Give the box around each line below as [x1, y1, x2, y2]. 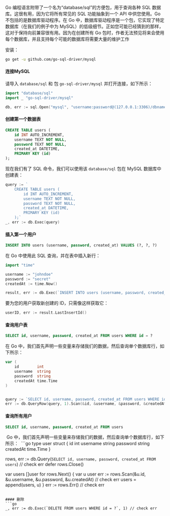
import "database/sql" [5, 91, 53, 96]
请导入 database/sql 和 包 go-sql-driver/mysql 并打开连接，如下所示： [5, 80, 153, 87]
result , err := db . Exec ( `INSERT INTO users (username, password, [5, 290, 146, 295]
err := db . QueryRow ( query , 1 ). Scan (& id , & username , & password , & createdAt [5, 401, 166, 406]
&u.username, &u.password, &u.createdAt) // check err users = [5, 477, 137, 483]
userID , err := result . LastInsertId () [5, 310, 87, 315]
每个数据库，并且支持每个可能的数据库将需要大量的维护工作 [5, 36, 130, 42]
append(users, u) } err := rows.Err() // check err [5, 482, 105, 488]
